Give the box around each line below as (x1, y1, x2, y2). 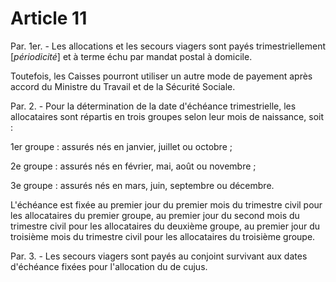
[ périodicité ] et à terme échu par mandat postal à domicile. (10, 50, 253, 62)
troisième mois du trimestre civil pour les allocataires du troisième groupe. (10, 230, 316, 242)
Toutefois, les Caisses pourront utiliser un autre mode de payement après (10, 70, 313, 82)
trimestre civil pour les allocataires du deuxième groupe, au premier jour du (10, 220, 321, 232)
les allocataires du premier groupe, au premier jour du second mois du (10, 209, 300, 221)
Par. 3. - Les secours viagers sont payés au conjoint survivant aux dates (10, 250, 308, 262)
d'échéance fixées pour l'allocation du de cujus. (10, 260, 208, 272)
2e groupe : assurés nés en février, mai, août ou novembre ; (10, 160, 257, 172)
